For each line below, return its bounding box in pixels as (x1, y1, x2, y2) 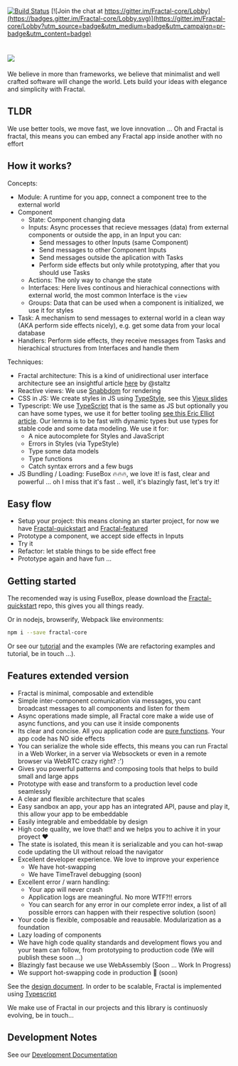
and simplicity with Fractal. (7, 85, 86, 93)
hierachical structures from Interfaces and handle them (17, 343, 180, 352)
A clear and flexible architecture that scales (17, 795, 146, 803)
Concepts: (7, 178, 38, 188)
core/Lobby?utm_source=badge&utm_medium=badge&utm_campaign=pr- (7, 22, 226, 30)
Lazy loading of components (17, 930, 102, 939)
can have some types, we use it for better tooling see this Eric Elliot (17, 409, 215, 417)
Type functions (28, 454, 73, 463)
